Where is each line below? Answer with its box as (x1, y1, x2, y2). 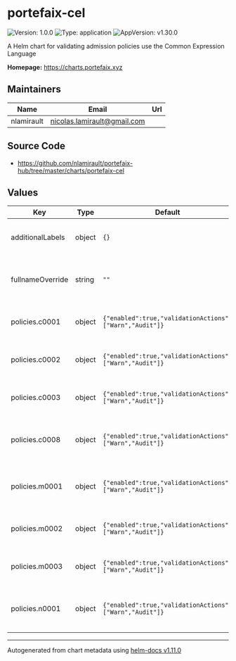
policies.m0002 (11, 524, 63, 534)
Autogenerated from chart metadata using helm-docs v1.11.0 (7, 646, 181, 655)
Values (7, 187, 39, 199)
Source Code (7, 140, 65, 152)
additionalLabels (11, 232, 65, 242)
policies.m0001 (11, 481, 63, 491)
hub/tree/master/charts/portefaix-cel (17, 166, 125, 175)
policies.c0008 (11, 435, 61, 445)
